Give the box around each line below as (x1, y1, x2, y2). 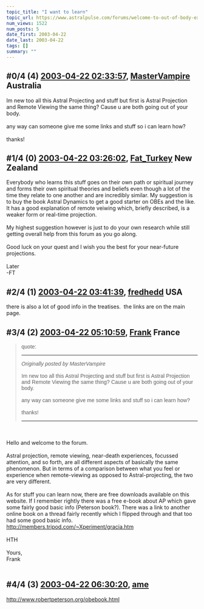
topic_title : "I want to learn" (6, 9, 88, 15)
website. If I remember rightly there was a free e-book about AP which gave (6, 497, 196, 504)
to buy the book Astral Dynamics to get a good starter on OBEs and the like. (6, 198, 195, 206)
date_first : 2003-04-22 (6, 32, 67, 38)
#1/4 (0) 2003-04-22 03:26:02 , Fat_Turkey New (6, 153, 192, 163)
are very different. (6, 478, 52, 485)
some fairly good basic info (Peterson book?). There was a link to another (6, 504, 190, 511)
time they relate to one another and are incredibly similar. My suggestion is (6, 192, 193, 199)
